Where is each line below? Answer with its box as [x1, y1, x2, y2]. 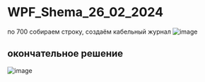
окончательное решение [7, 48, 124, 60]
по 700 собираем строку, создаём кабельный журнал [7, 27, 171, 36]
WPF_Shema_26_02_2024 [7, 4, 164, 20]
